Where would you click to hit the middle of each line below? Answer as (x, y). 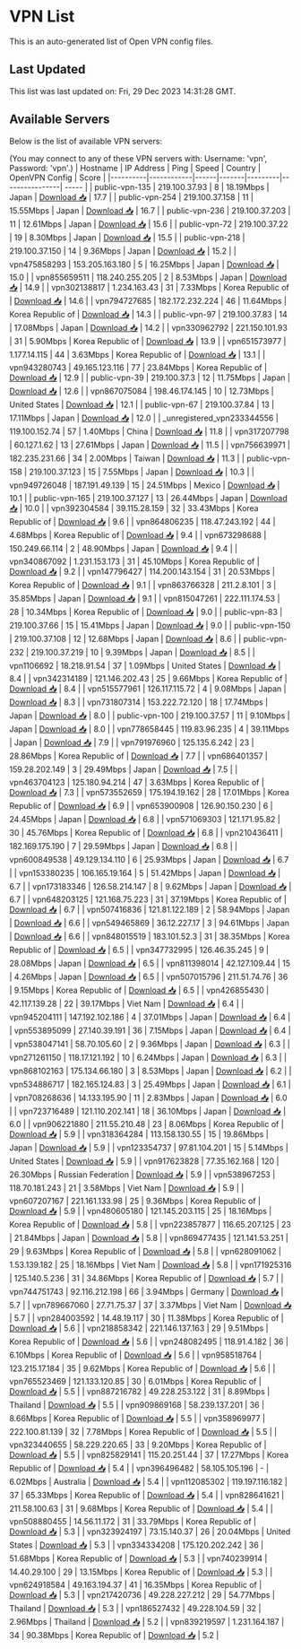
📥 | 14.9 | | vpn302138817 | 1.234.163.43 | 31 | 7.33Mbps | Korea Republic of (149, 287)
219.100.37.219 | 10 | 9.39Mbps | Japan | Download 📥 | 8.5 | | (143, 652)
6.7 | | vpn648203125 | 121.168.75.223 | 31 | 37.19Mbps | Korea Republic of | (148, 899)
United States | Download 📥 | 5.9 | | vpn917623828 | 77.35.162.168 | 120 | (144, 1161)
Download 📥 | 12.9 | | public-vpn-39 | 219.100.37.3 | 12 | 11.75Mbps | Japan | (150, 378)
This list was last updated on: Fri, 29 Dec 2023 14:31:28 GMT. (123, 91)
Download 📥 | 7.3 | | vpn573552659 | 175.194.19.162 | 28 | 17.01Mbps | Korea (149, 792)
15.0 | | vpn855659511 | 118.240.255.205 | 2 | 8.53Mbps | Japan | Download (148, 277)
